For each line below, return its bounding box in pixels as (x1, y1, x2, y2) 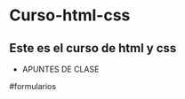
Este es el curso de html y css (9, 41, 177, 56)
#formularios (9, 81, 56, 91)
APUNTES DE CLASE (21, 64, 100, 74)
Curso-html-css (9, 5, 131, 26)
